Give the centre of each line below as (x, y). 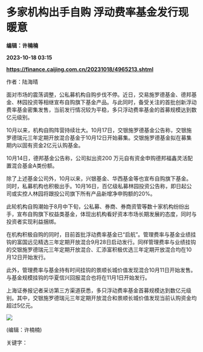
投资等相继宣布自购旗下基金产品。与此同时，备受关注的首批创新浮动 (112, 102)
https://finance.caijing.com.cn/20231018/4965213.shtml (80, 69)
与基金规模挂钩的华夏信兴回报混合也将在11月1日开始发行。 (79, 277)
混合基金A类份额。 (34, 165)
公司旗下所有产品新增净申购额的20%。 (107, 194)
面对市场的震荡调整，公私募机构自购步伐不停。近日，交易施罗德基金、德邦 (99, 94)
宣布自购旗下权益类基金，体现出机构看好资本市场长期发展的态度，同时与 (107, 214)
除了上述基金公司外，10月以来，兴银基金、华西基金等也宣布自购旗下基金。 (99, 178)
